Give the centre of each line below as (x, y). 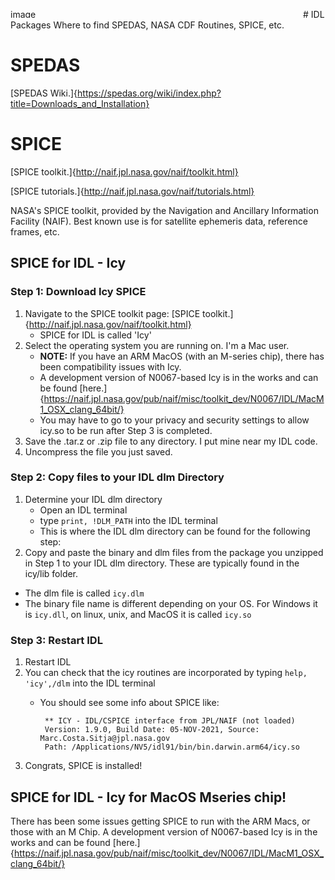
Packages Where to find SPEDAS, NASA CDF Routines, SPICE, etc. (147, 25)
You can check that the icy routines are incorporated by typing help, (166, 673)
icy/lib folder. (51, 573)
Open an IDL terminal (83, 510)
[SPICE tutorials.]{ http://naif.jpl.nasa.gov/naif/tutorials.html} (132, 191)
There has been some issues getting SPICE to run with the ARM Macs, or (160, 821)
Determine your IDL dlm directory (93, 499)
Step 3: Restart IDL (56, 640)
